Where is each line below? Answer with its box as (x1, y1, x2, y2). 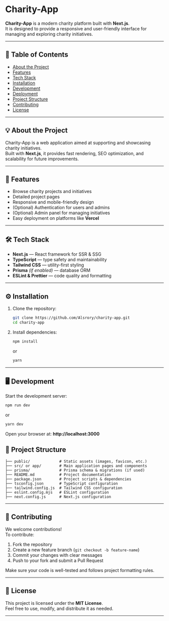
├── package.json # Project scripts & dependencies (5, 476, 132, 482)
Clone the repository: (12, 306, 57, 311)
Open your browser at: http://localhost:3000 (5, 431, 100, 437)
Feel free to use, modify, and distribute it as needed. (5, 605, 114, 611)
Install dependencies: (12, 329, 57, 335)
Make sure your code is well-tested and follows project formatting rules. (5, 567, 154, 573)
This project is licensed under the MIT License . (5, 600, 103, 606)
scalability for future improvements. (5, 156, 79, 162)
